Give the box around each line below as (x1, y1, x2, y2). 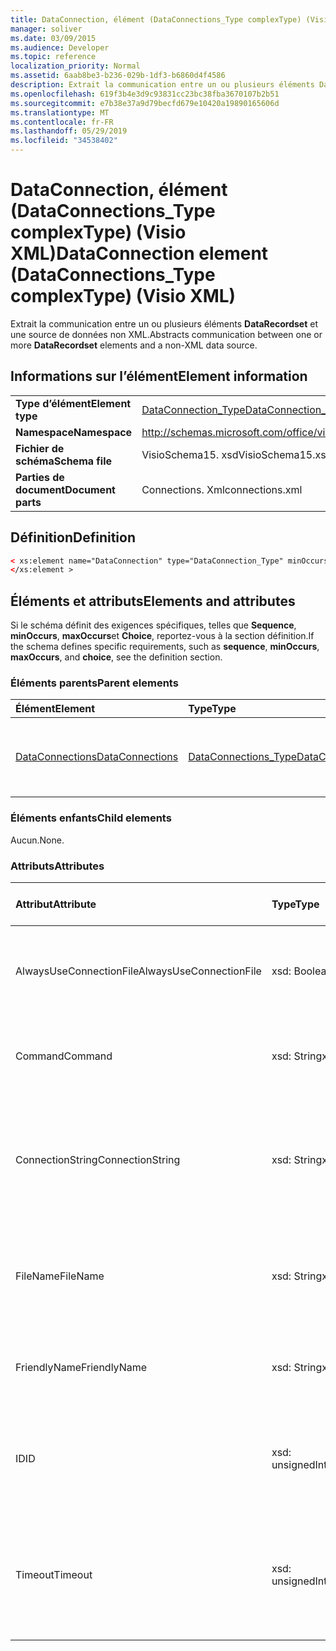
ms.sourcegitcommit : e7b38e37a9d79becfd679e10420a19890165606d (10, 98, 280, 108)
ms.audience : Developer (10, 42, 110, 53)
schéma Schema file (15, 454, 113, 468)
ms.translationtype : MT (10, 107, 110, 118)
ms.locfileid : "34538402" (10, 136, 118, 146)
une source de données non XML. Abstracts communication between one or (10, 328, 323, 340)
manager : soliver (10, 24, 83, 34)
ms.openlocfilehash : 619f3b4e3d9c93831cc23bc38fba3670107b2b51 (10, 89, 280, 99)
